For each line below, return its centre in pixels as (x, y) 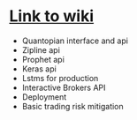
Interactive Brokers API (64, 87)
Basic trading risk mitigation (72, 106)
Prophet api (43, 59)
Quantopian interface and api (75, 41)
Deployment (44, 97)
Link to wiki (52, 16)
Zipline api (41, 49)
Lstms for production (60, 78)
